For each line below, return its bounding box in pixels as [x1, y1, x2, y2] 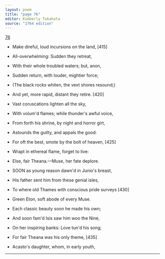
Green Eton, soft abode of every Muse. [12, 196, 91, 202]
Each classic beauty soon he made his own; [12, 206, 101, 212]
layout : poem [5, 7, 32, 12]
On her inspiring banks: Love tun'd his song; [12, 225, 102, 231]
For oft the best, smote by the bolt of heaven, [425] [12, 139, 116, 145]
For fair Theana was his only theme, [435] [12, 234, 97, 240]
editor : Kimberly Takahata [5, 16, 60, 21]
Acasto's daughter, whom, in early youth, [12, 244, 96, 250]
